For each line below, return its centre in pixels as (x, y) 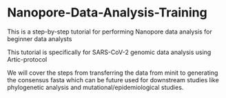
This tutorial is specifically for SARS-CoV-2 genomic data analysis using (109, 52)
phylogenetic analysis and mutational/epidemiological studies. (95, 87)
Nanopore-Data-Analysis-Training (107, 13)
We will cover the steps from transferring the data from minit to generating (113, 73)
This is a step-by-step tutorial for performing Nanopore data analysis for (110, 32)
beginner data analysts (40, 38)
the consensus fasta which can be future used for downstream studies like (113, 79)
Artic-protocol (27, 59)
